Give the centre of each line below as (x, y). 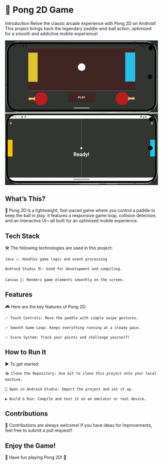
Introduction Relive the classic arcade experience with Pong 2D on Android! (81, 23)
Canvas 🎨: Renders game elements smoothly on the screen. (65, 280)
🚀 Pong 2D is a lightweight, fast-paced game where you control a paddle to (80, 210)
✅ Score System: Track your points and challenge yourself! (67, 337)
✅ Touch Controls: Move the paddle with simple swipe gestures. (72, 318)
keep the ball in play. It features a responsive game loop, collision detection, (81, 216)
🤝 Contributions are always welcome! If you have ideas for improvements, (79, 425)
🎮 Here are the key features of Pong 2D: (46, 306)
